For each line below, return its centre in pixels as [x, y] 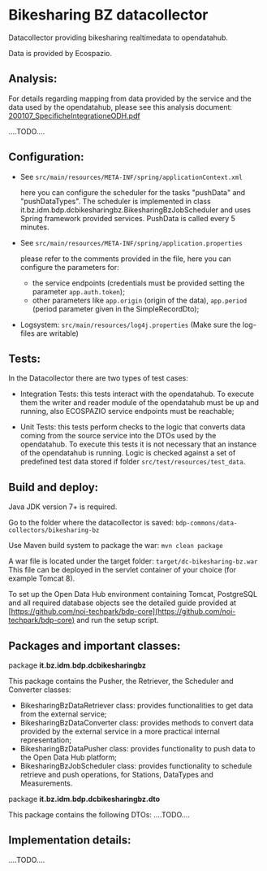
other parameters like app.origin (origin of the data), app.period [140, 300]
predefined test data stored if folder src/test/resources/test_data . [133, 462]
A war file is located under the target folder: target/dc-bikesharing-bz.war [133, 561]
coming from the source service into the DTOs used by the [118, 436]
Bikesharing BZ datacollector [108, 15]
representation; [45, 740]
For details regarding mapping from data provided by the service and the [130, 98]
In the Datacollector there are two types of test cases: [99, 378]
